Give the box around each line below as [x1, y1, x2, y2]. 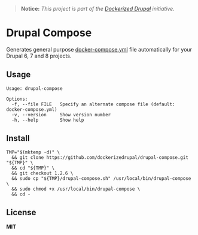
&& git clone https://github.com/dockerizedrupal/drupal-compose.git [11, 154, 188, 161]
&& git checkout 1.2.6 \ [11, 170, 74, 176]
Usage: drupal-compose [6, 85, 63, 92]
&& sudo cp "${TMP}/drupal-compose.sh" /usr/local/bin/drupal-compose [11, 175, 191, 182]
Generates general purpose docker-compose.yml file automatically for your [6, 46, 193, 53]
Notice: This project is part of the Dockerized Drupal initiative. [20, 5, 175, 12]
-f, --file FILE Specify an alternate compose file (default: [11, 101, 175, 107]
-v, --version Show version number [11, 112, 111, 117]
